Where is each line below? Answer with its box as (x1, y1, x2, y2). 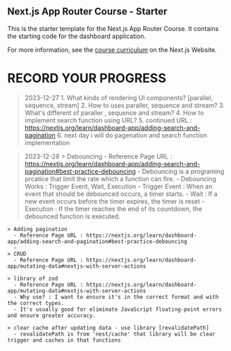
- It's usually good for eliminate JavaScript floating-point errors (13, 306, 222, 313)
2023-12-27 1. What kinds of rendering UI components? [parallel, (24, 93, 213, 101)
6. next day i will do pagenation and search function (57, 130, 208, 140)
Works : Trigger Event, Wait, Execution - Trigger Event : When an (24, 182, 213, 190)
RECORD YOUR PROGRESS (7, 70, 167, 86)
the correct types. (7, 300, 65, 307)
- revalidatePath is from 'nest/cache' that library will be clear (13, 331, 216, 338)
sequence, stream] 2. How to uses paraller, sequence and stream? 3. (24, 101, 225, 109)
